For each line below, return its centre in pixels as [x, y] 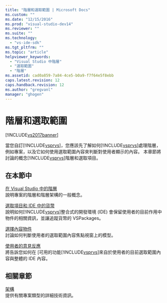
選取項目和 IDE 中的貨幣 [30, 206]
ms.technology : [21, 38]
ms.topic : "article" [27, 52]
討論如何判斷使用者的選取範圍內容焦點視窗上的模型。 [61, 235]
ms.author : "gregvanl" [29, 89]
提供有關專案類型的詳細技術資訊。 [41, 295]
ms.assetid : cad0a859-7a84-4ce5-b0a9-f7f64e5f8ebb [60, 76]
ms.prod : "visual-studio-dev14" [39, 24]
